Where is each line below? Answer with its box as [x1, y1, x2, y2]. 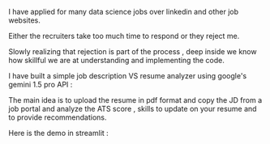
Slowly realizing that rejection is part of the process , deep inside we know [8, 47, 257, 56]
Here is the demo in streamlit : [8, 129, 109, 138]
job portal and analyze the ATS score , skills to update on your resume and [8, 104, 257, 113]
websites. [8, 15, 41, 25]
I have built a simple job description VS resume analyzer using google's [8, 71, 247, 80]
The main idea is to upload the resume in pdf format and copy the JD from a [8, 95, 262, 104]
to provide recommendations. [8, 112, 107, 122]
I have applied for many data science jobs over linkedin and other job [8, 7, 239, 16]
